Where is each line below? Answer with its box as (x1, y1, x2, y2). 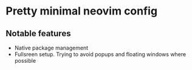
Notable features (5, 28, 71, 39)
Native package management (14, 44, 89, 51)
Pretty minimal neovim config (5, 4, 158, 18)
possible (14, 57, 36, 64)
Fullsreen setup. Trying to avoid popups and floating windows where (14, 51, 187, 58)
